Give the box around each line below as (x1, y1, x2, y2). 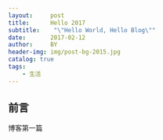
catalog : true (8, 56, 55, 64)
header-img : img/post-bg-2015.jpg (8, 48, 121, 56)
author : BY (8, 41, 58, 49)
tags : (8, 63, 26, 71)
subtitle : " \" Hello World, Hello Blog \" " (8, 26, 156, 34)
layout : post (8, 11, 65, 20)
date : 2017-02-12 (8, 33, 86, 42)
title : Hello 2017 (8, 19, 86, 27)
